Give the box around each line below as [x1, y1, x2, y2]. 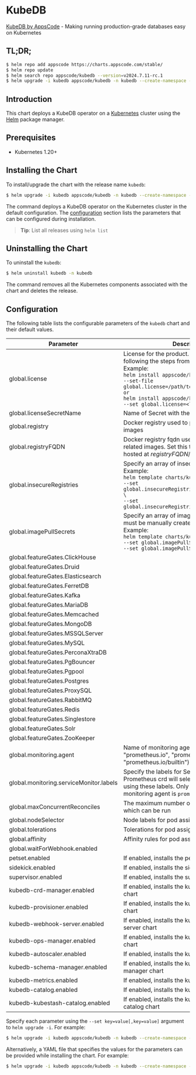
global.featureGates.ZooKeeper [9, 734, 95, 742]
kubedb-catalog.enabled [9, 986, 78, 994]
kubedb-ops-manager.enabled [9, 937, 96, 945]
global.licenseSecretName [9, 409, 82, 417]
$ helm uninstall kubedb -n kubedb [6, 271, 93, 276]
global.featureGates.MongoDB [9, 620, 92, 628]
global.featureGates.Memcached [9, 610, 99, 618]
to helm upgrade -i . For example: [6, 1024, 86, 1031]
